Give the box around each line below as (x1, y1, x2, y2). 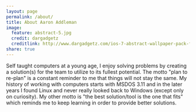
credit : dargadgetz (11, 35, 59, 41)
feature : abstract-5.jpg (11, 30, 72, 36)
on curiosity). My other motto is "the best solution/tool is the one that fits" (6, 93, 183, 100)
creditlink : (11, 41, 41, 47)
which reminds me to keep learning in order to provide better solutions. (6, 99, 177, 106)
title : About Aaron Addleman (6, 19, 77, 25)
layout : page (6, 8, 38, 15)
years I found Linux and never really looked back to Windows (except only (6, 86, 184, 93)
